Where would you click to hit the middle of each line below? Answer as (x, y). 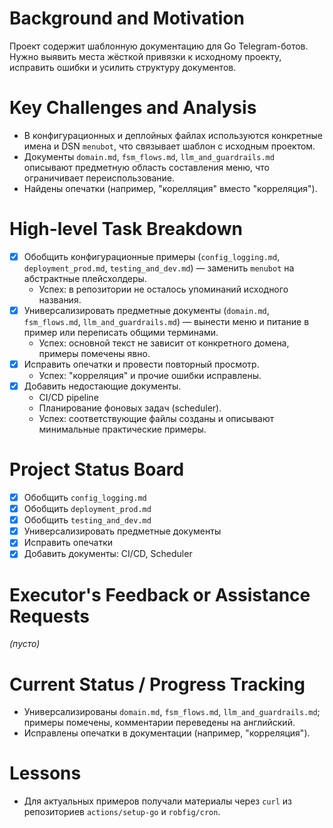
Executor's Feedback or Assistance (160, 594)
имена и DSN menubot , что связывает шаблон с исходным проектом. (169, 146)
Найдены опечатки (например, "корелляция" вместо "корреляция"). (170, 188)
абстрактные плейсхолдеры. (85, 278)
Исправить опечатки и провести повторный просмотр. (141, 364)
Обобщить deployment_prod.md (87, 509)
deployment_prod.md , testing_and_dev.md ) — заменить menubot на (159, 268)
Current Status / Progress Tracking (157, 684)
